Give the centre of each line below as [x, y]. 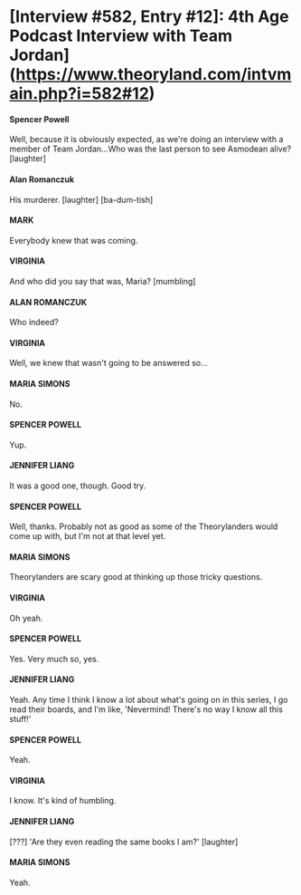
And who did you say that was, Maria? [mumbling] [103, 281]
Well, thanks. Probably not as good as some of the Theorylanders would [144, 526]
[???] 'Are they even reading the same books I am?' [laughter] [124, 842]
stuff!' [20, 719]
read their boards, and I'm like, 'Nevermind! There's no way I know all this [146, 709]
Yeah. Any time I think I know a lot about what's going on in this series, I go [149, 700]
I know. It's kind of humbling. [63, 801]
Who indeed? [34, 322]
